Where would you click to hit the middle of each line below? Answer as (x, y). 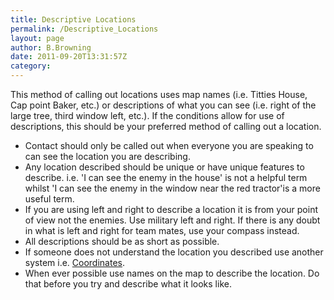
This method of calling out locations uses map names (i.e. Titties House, (159, 94)
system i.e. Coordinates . (75, 262)
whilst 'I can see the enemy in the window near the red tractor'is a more (172, 188)
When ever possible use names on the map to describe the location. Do (172, 273)
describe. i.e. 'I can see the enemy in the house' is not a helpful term (166, 177)
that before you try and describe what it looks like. (128, 284)
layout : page (37, 38)
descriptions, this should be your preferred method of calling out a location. (166, 126)
